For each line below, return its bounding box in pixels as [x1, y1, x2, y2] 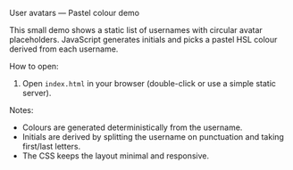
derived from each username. [9, 44, 119, 54]
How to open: [9, 61, 60, 71]
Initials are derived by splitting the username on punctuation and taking [21, 132, 284, 142]
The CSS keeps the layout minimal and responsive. [21, 150, 210, 161]
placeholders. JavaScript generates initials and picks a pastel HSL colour [9, 35, 278, 45]
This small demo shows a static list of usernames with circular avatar [9, 25, 264, 35]
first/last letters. [21, 142, 81, 151]
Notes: [9, 105, 34, 115]
